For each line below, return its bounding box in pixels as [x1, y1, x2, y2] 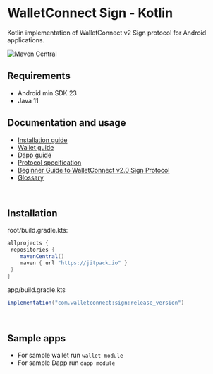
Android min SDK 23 [17, 88, 78, 97]
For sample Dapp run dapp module [17, 358, 116, 367]
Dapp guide [17, 151, 51, 159]
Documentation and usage [7, 117, 126, 129]
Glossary [17, 173, 44, 182]
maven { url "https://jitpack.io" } [20, 259, 128, 267]
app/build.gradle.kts [7, 285, 66, 294]
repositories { [10, 246, 55, 254]
